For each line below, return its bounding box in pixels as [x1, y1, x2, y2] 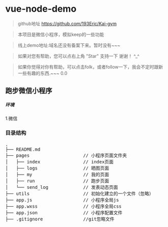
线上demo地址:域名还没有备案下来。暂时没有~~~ [17, 42, 121, 48]
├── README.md [5, 146, 41, 152]
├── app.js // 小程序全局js [5, 197, 119, 203]
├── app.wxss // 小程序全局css [5, 203, 122, 209]
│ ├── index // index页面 [5, 159, 114, 164]
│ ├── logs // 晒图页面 [5, 165, 109, 171]
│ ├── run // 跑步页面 [5, 178, 109, 184]
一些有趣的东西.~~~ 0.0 [17, 70, 68, 76]
